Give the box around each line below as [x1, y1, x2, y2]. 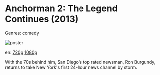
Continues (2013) [5, 13, 79, 25]
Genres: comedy [5, 30, 39, 36]
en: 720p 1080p [5, 49, 37, 55]
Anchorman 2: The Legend [5, 3, 118, 14]
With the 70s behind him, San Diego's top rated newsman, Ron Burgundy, [5, 59, 156, 65]
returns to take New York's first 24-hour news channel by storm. [5, 64, 138, 70]
